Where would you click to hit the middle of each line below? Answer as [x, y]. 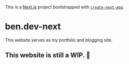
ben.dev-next [33, 27]
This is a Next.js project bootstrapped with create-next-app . [65, 7]
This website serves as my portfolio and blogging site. [59, 40]
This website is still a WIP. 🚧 [48, 55]
